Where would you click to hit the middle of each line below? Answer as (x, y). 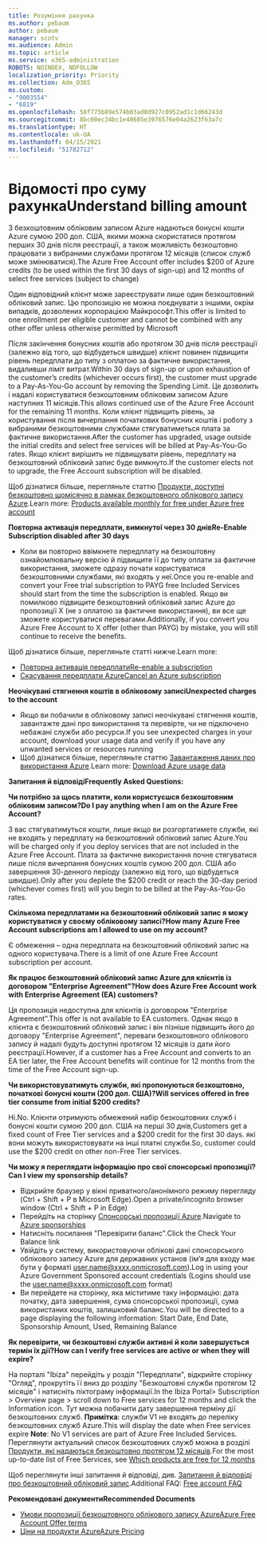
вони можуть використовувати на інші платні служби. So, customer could (132, 1143)
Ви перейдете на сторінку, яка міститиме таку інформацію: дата (129, 1293)
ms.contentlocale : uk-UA (49, 134)
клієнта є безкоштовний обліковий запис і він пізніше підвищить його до (132, 1027)
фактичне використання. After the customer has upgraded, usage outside (130, 437)
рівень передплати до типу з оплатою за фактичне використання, (120, 361)
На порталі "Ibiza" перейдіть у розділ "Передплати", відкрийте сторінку (130, 1375)
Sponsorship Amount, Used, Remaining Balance (98, 1327)
